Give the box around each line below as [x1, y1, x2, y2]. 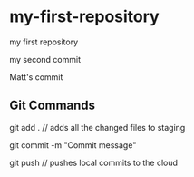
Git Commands [9, 98, 96, 113]
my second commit [9, 54, 82, 64]
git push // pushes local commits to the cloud [9, 157, 179, 168]
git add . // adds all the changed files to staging [9, 122, 186, 133]
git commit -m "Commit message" [9, 139, 137, 151]
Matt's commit [9, 71, 63, 83]
